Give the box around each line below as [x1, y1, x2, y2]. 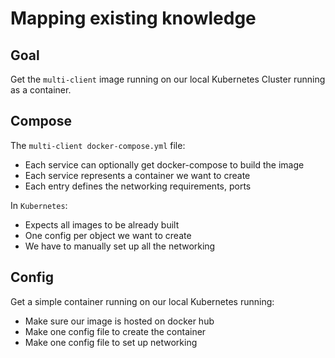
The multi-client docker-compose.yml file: [10, 139, 186, 151]
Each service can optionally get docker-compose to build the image [24, 158, 305, 171]
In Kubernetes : [10, 199, 68, 211]
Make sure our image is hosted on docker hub [24, 315, 215, 327]
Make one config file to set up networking [24, 336, 198, 348]
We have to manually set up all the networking [24, 240, 216, 252]
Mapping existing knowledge [10, 7, 257, 30]
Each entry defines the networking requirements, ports [24, 180, 252, 192]
